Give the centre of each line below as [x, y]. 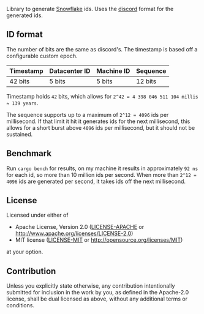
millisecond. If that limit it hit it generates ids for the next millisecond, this [98, 121]
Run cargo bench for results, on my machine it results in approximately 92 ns [102, 168]
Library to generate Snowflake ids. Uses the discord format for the [90, 9]
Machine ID [113, 71]
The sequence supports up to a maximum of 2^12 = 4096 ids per [88, 114]
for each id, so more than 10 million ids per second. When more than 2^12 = [102, 174]
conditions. [21, 305]
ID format [25, 35]
